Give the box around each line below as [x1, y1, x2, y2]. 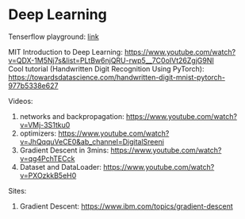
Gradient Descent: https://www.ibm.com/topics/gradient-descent [19, 201, 234, 211]
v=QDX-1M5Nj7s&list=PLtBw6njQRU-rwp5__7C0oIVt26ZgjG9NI [8, 56, 214, 65]
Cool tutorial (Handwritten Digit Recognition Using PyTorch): [8, 63, 205, 73]
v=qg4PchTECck [19, 153, 75, 163]
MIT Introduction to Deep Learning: [8, 47, 123, 56]
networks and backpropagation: [19, 111, 124, 121]
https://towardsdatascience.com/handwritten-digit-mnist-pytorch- [8, 72, 226, 82]
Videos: [8, 96, 33, 106]
